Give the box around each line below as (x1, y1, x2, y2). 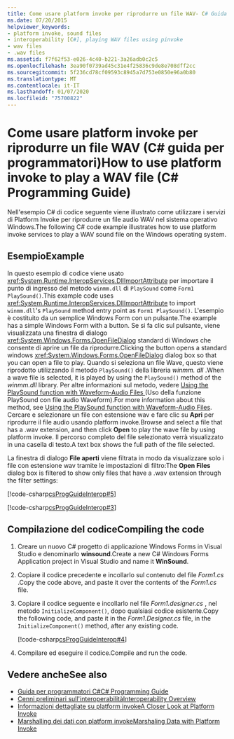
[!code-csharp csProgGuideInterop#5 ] (7, 490, 117, 498)
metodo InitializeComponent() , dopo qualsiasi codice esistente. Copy (17, 607, 219, 615)
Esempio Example (7, 250, 85, 263)
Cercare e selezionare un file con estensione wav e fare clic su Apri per (7, 410, 214, 419)
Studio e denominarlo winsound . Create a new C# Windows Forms (17, 549, 209, 558)
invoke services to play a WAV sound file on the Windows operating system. (7, 230, 227, 238)
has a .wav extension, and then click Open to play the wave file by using (7, 425, 216, 434)
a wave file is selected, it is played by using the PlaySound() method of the (7, 373, 222, 382)
